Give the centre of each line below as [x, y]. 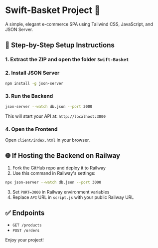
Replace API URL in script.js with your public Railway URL [73, 197]
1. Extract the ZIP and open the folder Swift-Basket [67, 60]
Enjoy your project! [24, 240]
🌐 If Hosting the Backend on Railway [63, 156]
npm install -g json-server [34, 83]
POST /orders [26, 231]
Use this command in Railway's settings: [54, 173]
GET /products [27, 225]
